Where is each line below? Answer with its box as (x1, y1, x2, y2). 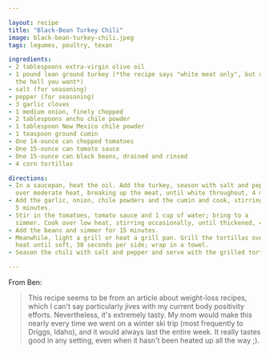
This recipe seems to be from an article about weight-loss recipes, (27, 293, 247, 303)
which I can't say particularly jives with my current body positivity (27, 302, 245, 311)
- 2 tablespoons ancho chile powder (8, 115, 130, 123)
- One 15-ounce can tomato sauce (8, 145, 120, 153)
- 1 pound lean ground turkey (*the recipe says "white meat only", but (8, 70, 256, 78)
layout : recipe (8, 18, 59, 26)
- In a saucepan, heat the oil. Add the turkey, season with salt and (8, 182, 249, 190)
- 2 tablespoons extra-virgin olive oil (8, 63, 146, 71)
